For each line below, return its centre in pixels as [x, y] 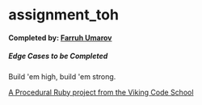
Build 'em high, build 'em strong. [62, 76]
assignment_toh [64, 15]
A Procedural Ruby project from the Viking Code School [101, 92]
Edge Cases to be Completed [58, 56]
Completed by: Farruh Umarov [60, 37]
